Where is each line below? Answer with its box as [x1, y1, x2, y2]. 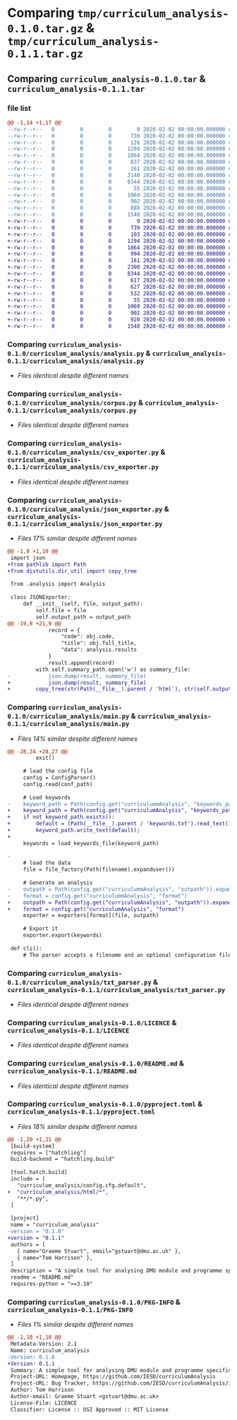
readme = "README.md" [10, 1274, 74, 1281]
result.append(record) [48, 659, 115, 667]
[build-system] [10, 1142, 55, 1150]
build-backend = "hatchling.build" [10, 1156, 115, 1163]
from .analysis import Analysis [10, 580, 106, 587]
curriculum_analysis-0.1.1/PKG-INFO [7, 1306, 133, 1314]
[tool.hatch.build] [10, 1169, 68, 1176]
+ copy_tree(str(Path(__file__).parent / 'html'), [7, 686, 181, 693]
